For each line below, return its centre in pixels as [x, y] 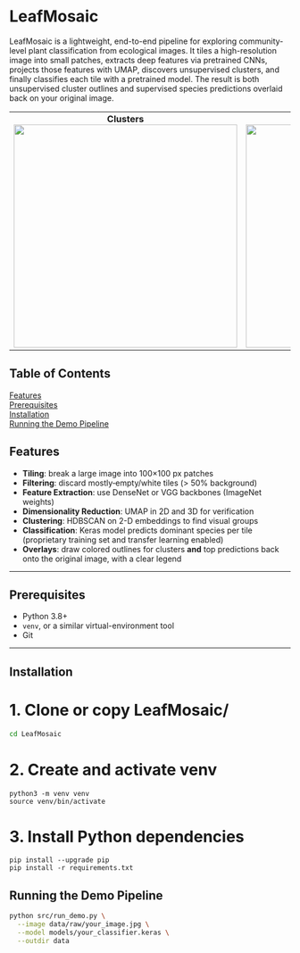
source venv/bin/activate [57, 801]
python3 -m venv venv [50, 793]
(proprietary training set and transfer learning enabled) [123, 539]
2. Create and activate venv [113, 770]
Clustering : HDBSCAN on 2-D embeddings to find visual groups [140, 520]
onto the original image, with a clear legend [102, 559]
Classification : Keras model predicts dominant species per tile [137, 530]
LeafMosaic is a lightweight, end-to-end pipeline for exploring [123, 41]
